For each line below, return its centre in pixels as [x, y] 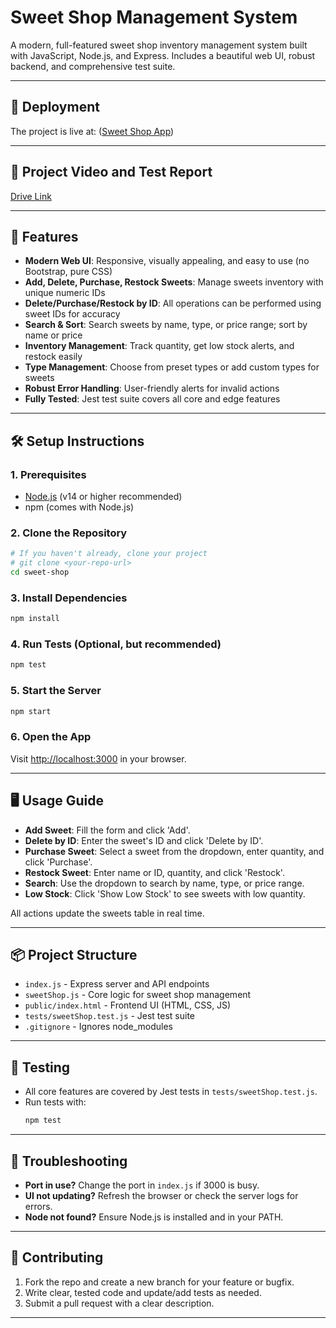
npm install [35, 619]
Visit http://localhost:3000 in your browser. [98, 758]
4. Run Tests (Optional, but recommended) [116, 644]
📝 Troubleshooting [69, 1161]
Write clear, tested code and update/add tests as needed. [143, 1292]
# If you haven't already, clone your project [109, 554]
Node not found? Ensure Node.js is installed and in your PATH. [154, 1217]
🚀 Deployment [55, 107]
